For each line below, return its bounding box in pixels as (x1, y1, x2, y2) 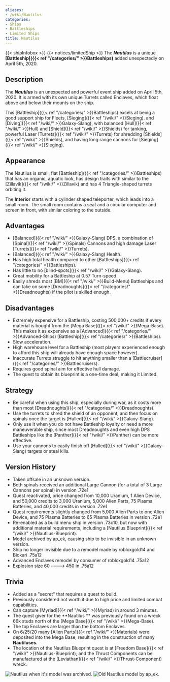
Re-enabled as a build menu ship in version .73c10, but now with (12, 519, 147, 525)
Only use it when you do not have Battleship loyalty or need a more (12, 421, 153, 427)
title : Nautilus (5, 36, 40, 41)
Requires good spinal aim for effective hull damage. (12, 366, 121, 372)
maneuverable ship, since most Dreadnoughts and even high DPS (12, 426, 150, 432)
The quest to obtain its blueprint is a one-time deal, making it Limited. (12, 371, 158, 378)
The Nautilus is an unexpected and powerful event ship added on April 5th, (5, 88, 163, 95)
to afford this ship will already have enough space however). (12, 350, 139, 356)
